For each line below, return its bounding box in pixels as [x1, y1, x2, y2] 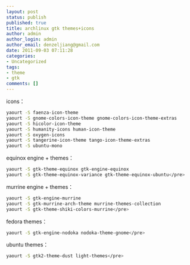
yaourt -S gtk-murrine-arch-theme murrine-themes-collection [6, 201, 161, 207]
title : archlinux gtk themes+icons [6, 25, 95, 32]
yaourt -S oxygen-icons [6, 132, 66, 138]
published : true [6, 20, 46, 26]
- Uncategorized [6, 58, 46, 64]
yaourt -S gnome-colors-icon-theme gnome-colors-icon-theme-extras [6, 115, 177, 121]
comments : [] [6, 81, 39, 87]
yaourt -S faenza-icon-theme [6, 110, 79, 116]
